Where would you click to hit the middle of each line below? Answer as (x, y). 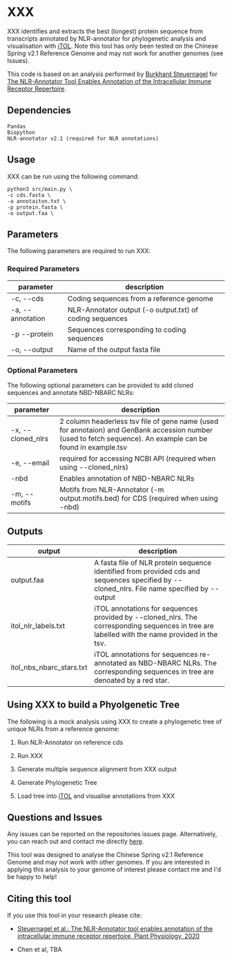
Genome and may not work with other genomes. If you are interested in (109, 862)
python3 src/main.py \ (40, 189)
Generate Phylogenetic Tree (57, 782)
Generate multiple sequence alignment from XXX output (97, 769)
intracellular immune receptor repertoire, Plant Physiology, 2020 (108, 936)
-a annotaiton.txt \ (37, 201)
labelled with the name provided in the (156, 634)
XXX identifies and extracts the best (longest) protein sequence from (105, 31)
